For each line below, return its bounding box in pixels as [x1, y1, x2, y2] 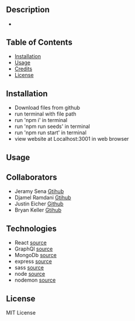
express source [14, 258, 53, 265]
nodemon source [14, 276, 56, 283]
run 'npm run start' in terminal [14, 129, 86, 136]
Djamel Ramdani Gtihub [14, 194, 71, 201]
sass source [14, 264, 44, 271]
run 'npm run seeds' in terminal [14, 123, 91, 130]
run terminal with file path [14, 110, 77, 117]
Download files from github [14, 104, 81, 111]
